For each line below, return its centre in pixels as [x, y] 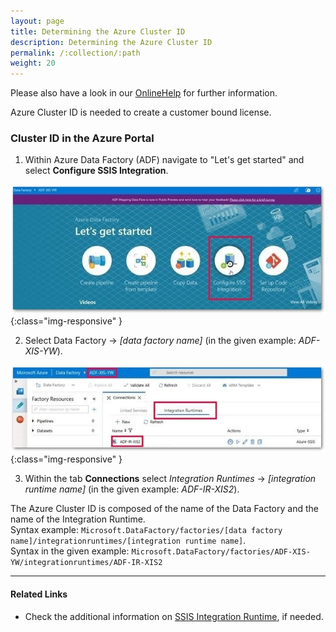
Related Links [39, 594]
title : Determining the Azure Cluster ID [98, 31]
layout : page [37, 21]
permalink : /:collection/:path [75, 53]
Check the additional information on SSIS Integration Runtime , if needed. [174, 616]
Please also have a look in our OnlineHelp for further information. [144, 93]
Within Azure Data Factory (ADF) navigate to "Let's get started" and [164, 160]
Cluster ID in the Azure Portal [82, 138]
